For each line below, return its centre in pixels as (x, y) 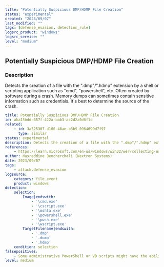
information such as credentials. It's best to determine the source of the (77, 101)
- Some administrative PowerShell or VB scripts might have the (81, 256)
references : (17, 147)
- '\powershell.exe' (52, 215)
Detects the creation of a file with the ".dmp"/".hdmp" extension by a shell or (82, 85)
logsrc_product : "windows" (32, 32)
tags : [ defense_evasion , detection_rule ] (48, 28)
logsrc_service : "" (25, 37)
